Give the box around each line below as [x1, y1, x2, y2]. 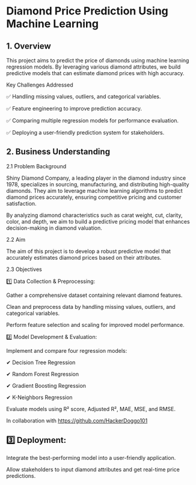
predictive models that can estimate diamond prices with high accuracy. [6, 70, 185, 76]
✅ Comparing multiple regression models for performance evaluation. [6, 117, 179, 124]
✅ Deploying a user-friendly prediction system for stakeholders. [6, 129, 165, 136]
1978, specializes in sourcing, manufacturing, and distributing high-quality [6, 180, 189, 188]
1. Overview [6, 41, 51, 51]
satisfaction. [6, 200, 37, 207]
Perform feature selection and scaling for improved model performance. [6, 321, 185, 328]
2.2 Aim [6, 236, 26, 243]
